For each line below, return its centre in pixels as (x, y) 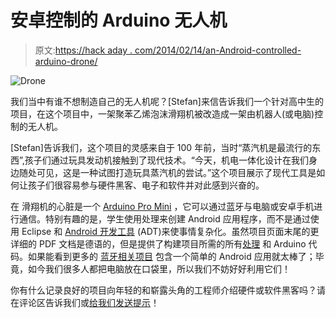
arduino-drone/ (66, 61)
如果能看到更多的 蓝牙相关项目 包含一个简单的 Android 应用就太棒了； (171, 256)
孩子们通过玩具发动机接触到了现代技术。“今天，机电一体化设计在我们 (166, 160)
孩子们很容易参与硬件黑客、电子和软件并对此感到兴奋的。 (146, 185)
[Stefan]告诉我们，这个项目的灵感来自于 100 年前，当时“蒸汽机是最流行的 (161, 147)
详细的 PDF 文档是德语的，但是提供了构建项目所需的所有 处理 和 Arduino (158, 243)
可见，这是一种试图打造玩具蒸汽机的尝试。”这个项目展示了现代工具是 (176, 172)
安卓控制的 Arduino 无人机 (119, 20)
